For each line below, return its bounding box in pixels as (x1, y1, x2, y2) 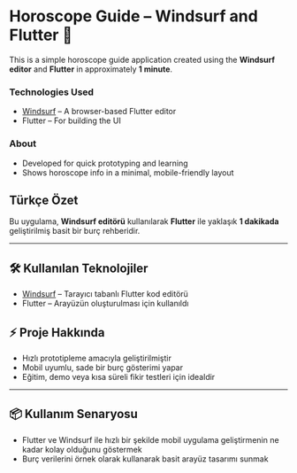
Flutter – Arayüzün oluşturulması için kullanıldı (21, 299, 189, 309)
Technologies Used (9, 86, 95, 98)
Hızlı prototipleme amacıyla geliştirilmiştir (21, 353, 172, 363)
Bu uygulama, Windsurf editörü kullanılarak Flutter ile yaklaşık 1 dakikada (9, 216, 279, 227)
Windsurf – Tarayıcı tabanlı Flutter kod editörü (21, 289, 188, 299)
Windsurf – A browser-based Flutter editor (21, 106, 177, 117)
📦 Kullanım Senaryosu (9, 407, 139, 422)
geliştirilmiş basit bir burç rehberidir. (9, 226, 141, 237)
